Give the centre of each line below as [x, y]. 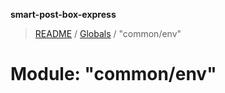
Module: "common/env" [113, 74]
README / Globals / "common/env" [108, 33]
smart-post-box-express [63, 14]
